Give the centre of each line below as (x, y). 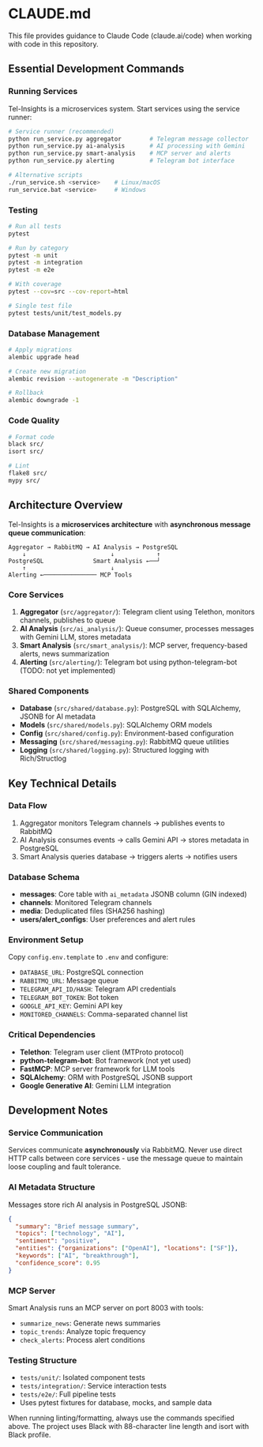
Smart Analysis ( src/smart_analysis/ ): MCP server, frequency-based (133, 645)
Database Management (54, 333)
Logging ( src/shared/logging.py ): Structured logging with (114, 750)
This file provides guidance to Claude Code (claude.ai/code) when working (130, 36)
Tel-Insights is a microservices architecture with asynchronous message (130, 524)
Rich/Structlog (43, 758)
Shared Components (49, 690)
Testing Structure (43, 1360)
